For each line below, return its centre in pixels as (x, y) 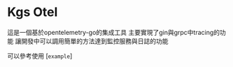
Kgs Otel (33, 12)
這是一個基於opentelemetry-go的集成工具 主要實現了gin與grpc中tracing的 (114, 32)
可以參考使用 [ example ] (40, 56)
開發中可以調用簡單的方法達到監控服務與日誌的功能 (94, 41)
